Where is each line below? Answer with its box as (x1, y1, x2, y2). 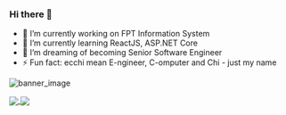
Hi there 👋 (9, 8, 53, 21)
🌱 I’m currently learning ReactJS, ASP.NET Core (21, 37, 199, 48)
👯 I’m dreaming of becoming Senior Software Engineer (21, 47, 223, 58)
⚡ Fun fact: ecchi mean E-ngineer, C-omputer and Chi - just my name (21, 57, 277, 68)
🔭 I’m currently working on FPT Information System (21, 29, 210, 39)
